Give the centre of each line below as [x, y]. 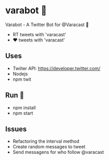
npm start [23, 113]
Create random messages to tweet [49, 147]
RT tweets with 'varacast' [39, 34]
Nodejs [20, 74]
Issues [16, 129]
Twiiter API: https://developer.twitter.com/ [56, 68]
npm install [24, 107]
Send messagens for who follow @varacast [58, 152]
